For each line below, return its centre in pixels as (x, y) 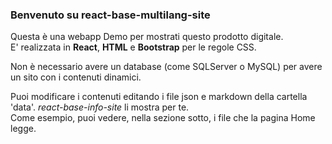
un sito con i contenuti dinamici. (76, 77)
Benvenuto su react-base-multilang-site (110, 15)
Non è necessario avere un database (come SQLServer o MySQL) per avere (166, 67)
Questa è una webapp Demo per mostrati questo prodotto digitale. (147, 37)
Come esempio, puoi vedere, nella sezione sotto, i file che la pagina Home (163, 118)
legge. (23, 129)
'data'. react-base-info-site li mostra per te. (100, 107)
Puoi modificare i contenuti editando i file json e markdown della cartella (159, 97)
